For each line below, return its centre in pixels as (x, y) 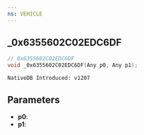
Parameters (34, 100)
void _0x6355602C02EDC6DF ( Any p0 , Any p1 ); (73, 65)
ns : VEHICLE (25, 14)
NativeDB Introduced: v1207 (49, 78)
